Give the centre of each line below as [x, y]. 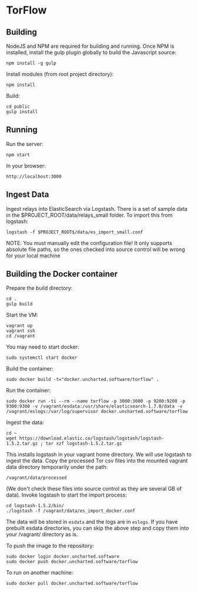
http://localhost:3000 [34, 176]
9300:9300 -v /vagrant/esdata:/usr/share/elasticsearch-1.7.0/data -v [94, 406]
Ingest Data [28, 195]
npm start [18, 155]
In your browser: [26, 166]
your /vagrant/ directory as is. [42, 534]
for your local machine [33, 255]
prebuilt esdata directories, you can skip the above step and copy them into [98, 528]
